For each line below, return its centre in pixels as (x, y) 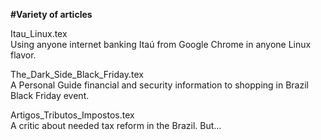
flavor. (23, 55)
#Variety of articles (51, 14)
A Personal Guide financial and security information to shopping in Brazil (159, 85)
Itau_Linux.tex (39, 33)
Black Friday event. (50, 95)
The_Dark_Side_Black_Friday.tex (77, 74)
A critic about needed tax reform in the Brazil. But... (116, 125)
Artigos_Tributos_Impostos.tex (72, 115)
